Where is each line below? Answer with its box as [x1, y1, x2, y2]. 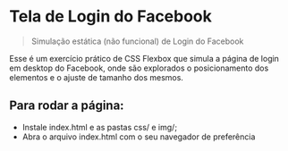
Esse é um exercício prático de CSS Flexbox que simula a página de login [9, 53, 280, 63]
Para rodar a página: [9, 98, 124, 113]
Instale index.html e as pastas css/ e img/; [21, 122, 177, 132]
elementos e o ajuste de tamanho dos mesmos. [9, 71, 183, 82]
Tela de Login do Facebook [9, 6, 213, 27]
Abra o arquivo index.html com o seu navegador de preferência [21, 131, 256, 142]
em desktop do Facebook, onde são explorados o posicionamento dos [9, 63, 269, 73]
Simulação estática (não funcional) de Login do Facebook [30, 36, 244, 46]
